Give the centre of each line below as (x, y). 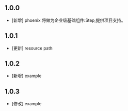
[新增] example (26, 76)
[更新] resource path (32, 48)
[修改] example (26, 104)
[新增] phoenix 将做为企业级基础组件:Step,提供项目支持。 (68, 20)
